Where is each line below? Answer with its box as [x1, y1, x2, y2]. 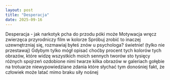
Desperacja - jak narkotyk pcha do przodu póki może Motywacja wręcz [5, 31, 157, 37]
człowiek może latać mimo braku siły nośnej [5, 69, 99, 75]
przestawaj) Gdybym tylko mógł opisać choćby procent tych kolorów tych [5, 47, 162, 54]
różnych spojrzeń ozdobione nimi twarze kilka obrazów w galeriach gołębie [5, 58, 165, 65]
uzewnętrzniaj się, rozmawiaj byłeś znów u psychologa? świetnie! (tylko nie [5, 42, 165, 48]
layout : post [5, 7, 33, 13]
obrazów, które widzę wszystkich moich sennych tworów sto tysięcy [5, 53, 150, 59]
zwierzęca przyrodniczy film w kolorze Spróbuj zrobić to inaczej [5, 36, 141, 43]
